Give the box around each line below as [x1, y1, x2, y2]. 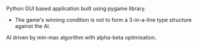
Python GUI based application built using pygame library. [6, 5, 146, 12]
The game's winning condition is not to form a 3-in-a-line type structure [14, 16, 192, 23]
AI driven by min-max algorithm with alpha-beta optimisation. [6, 34, 157, 41]
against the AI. [14, 23, 51, 29]
